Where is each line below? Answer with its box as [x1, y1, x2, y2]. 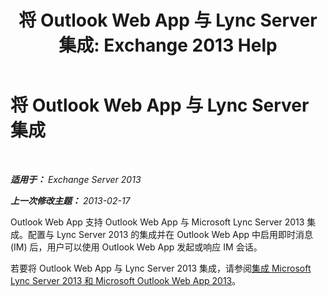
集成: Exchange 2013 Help [58, 34, 278, 57]
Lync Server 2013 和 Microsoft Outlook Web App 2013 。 [10, 274, 242, 286]
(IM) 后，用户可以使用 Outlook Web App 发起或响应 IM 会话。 [10, 241, 263, 253]
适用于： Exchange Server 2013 [10, 173, 142, 185]
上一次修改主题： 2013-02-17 [10, 194, 131, 206]
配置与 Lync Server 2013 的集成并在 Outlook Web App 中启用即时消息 [27, 228, 314, 240]
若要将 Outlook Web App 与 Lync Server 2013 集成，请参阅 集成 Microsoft [10, 262, 312, 274]
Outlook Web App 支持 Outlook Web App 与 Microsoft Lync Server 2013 [10, 216, 305, 228]
